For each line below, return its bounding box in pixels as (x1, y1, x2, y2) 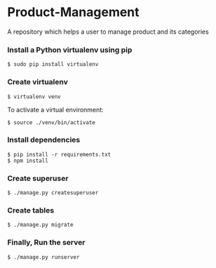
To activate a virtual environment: (7, 105, 104, 114)
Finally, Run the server (7, 238, 86, 248)
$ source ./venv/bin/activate (7, 119, 96, 126)
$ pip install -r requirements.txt (7, 151, 112, 158)
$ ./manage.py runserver (7, 253, 80, 260)
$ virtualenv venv (7, 93, 61, 100)
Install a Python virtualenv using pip (7, 45, 133, 55)
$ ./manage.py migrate (7, 222, 74, 229)
